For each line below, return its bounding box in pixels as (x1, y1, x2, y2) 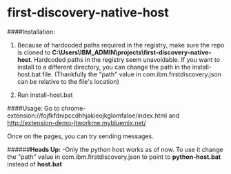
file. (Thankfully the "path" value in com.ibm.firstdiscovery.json (42, 70, 222, 78)
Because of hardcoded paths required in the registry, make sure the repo (17, 41, 225, 49)
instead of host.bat (7, 160, 62, 168)
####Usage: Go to (7, 104, 60, 112)
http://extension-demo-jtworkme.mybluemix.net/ (7, 118, 146, 127)
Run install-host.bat (17, 91, 73, 99)
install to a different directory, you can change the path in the (17, 63, 191, 71)
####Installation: (7, 28, 55, 36)
